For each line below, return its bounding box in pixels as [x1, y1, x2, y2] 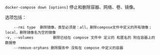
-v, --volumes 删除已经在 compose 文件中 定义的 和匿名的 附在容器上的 [5, 35, 156, 40]
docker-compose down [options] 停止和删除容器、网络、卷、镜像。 [5, 4, 138, 10]
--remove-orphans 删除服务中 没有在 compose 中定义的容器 [14, 45, 124, 50]
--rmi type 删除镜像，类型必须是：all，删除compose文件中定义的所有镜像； [14, 25, 152, 30]
